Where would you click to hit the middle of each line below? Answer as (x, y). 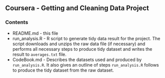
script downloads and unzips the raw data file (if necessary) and (79, 44)
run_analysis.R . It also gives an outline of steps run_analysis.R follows (85, 65)
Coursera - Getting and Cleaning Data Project (77, 8)
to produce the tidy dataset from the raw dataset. (63, 70)
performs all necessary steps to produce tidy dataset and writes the (82, 49)
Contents (17, 22)
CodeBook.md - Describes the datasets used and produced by (77, 60)
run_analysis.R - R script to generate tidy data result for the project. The (86, 38)
